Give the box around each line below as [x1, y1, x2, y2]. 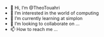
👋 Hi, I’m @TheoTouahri [10, 5, 60, 10]
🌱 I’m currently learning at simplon [10, 15, 83, 21]
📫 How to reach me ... [10, 26, 58, 32]
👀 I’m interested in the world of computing [10, 10, 99, 16]
